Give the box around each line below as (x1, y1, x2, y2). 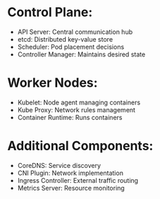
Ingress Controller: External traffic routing (17, 176, 139, 184)
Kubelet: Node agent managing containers (17, 98, 141, 107)
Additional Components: (7, 138, 154, 154)
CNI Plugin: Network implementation (17, 169, 123, 177)
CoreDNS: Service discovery (17, 161, 101, 169)
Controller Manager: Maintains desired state (17, 50, 146, 59)
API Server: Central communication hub (17, 28, 133, 36)
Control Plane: (7, 4, 93, 20)
